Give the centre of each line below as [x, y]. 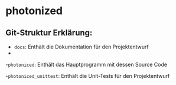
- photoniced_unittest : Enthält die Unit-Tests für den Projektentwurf [88, 76]
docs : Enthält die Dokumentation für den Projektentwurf [81, 47]
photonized [34, 11]
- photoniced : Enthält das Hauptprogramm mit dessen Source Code [87, 64]
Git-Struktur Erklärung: [49, 33]
